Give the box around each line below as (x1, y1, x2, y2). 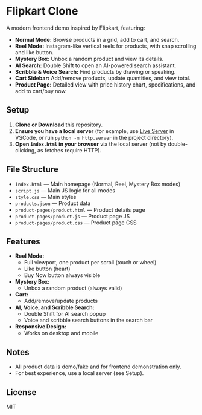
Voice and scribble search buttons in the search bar (24, 316, 153, 324)
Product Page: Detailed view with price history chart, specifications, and (14, 80, 196, 88)
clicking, (14, 146, 36, 154)
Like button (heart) (24, 265, 71, 273)
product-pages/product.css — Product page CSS (14, 219, 137, 226)
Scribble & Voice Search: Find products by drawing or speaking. (14, 68, 176, 75)
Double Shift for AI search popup (24, 310, 106, 318)
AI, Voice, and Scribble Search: (14, 304, 95, 311)
